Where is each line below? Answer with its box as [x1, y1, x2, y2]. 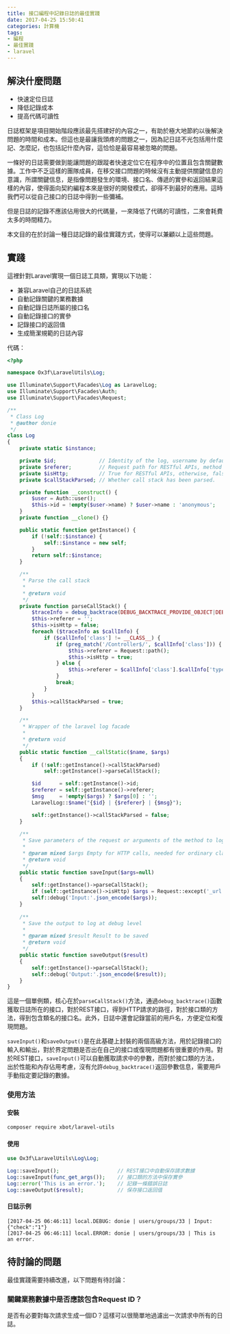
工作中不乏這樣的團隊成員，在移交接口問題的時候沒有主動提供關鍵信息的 [18, 166, 223, 175]
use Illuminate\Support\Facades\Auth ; [7, 388, 118, 395]
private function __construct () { [19, 489, 118, 496]
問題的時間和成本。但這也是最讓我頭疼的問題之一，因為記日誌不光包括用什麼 [7, 135, 223, 143]
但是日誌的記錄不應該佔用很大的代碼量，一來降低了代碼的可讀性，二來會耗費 [7, 207, 223, 215]
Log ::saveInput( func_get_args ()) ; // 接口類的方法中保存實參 [7, 1174, 183, 1181]
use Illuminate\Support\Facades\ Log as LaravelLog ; [7, 381, 157, 389]
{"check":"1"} [7, 1224, 48, 1231]
